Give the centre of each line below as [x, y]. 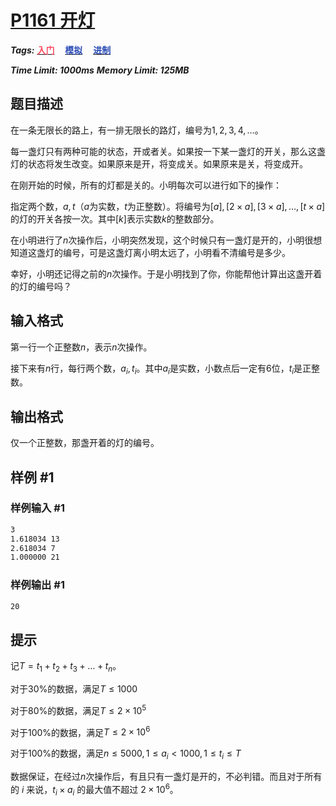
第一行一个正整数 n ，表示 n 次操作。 [81, 347]
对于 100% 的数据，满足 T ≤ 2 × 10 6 [80, 731]
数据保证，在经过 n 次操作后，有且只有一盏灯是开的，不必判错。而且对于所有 [166, 777]
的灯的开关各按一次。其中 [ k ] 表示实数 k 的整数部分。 [115, 218]
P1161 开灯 [53, 20]
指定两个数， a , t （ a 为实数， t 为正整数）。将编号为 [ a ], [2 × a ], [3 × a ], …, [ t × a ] [168, 206]
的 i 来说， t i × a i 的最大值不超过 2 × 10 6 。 [94, 790]
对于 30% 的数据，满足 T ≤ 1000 [74, 689]
